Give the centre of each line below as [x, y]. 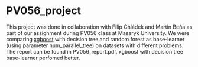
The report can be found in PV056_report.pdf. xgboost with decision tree [95, 51]
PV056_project [44, 11]
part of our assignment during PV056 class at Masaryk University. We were [98, 33]
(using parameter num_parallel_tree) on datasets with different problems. [95, 45]
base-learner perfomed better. [43, 58]
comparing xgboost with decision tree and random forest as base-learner [95, 39]
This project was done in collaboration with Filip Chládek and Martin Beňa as [99, 27]
